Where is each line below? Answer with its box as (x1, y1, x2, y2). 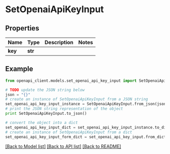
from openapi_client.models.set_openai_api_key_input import (5, 78, 137, 83)
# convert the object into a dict (5, 120, 78, 125)
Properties (5, 24, 39, 33)
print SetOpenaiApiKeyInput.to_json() (5, 111, 87, 116)
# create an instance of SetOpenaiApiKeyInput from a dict (5, 130, 133, 135)
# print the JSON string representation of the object (5, 106, 123, 111)
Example (5, 65, 33, 73)
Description (45, 39, 73, 46)
